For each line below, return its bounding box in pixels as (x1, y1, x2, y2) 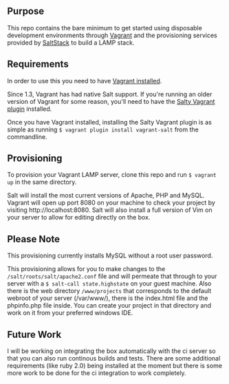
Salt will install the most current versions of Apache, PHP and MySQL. (7, 191, 205, 200)
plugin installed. (7, 105, 52, 113)
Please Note (7, 233, 61, 245)
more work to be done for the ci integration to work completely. (7, 369, 187, 377)
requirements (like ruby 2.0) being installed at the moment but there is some (7, 361, 222, 370)
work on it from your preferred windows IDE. (7, 309, 133, 317)
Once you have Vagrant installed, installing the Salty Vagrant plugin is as (7, 118, 212, 126)
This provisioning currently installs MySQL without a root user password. (7, 251, 213, 260)
